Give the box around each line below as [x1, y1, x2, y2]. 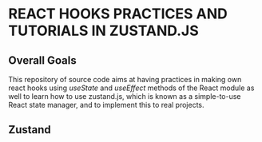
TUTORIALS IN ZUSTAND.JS [8, 22, 200, 40]
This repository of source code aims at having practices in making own [8, 75, 242, 84]
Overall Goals [8, 53, 77, 67]
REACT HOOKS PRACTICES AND [8, 5, 228, 23]
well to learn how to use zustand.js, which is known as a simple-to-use [8, 92, 241, 101]
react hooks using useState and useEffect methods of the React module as [8, 83, 255, 93]
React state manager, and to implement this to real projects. [8, 101, 205, 109]
